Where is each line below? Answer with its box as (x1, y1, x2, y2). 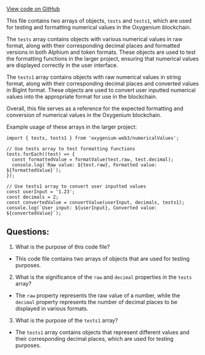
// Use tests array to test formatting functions (6, 146, 136, 152)
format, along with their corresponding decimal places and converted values (6, 80, 199, 87)
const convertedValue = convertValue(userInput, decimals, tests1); (6, 199, 185, 205)
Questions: (6, 227, 50, 237)
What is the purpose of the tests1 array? (15, 316, 118, 324)
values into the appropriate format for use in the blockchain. (6, 93, 157, 100)
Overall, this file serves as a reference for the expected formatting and (6, 105, 184, 112)
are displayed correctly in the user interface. (6, 61, 118, 69)
